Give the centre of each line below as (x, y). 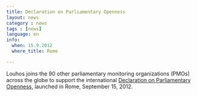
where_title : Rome (35, 51)
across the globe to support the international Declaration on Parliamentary (99, 80)
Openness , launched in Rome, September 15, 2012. (69, 86)
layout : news (23, 18)
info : (13, 40)
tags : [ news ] (24, 29)
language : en (23, 34)
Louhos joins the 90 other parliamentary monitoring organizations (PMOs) (98, 74)
